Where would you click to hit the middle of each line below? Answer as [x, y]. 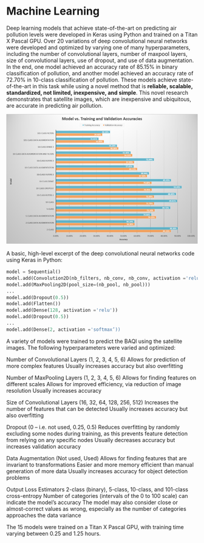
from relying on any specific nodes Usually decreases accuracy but [91, 440]
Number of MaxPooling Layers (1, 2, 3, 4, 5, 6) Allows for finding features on [101, 378]
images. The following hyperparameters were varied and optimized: [91, 347]
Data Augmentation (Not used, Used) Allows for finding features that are [97, 458]
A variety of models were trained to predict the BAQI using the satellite [94, 341]
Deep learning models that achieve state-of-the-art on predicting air [92, 28]
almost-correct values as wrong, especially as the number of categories [96, 508]
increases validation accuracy [44, 446]
